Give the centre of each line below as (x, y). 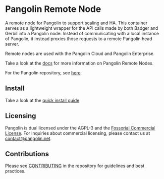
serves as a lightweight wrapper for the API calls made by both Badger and (82, 28)
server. (12, 44)
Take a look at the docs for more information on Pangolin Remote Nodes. (79, 63)
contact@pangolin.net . (28, 138)
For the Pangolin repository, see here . (44, 72)
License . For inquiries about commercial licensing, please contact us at (78, 133)
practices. (15, 171)
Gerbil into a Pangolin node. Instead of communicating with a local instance (82, 33)
